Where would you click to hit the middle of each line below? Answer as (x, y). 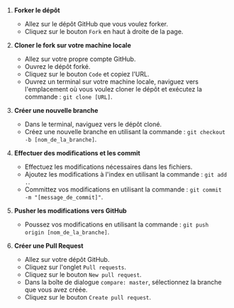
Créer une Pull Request (49, 246)
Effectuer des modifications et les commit (77, 153)
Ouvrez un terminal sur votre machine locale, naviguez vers (111, 82)
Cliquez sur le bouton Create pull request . (88, 297)
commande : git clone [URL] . (68, 97)
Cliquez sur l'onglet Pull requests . (75, 267)
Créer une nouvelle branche (56, 110)
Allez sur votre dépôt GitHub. (67, 259)
